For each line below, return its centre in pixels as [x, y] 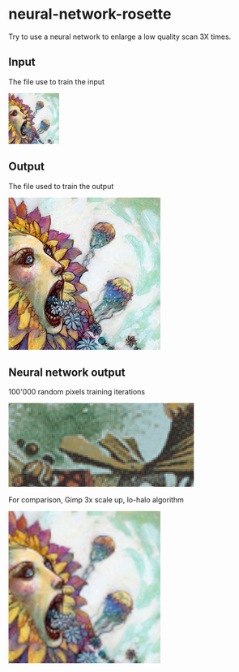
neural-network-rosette [90, 14]
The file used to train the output [61, 186]
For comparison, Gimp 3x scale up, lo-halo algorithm [96, 500]
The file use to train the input [57, 81]
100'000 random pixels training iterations [77, 392]
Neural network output [67, 372]
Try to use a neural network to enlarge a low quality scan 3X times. [120, 37]
